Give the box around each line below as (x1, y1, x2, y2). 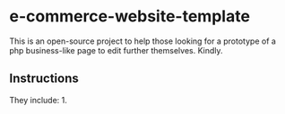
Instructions (9, 71, 79, 86)
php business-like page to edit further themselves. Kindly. (9, 45, 223, 55)
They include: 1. (9, 94, 67, 105)
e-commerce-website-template (9, 6, 251, 27)
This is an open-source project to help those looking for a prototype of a (9, 36, 276, 46)
